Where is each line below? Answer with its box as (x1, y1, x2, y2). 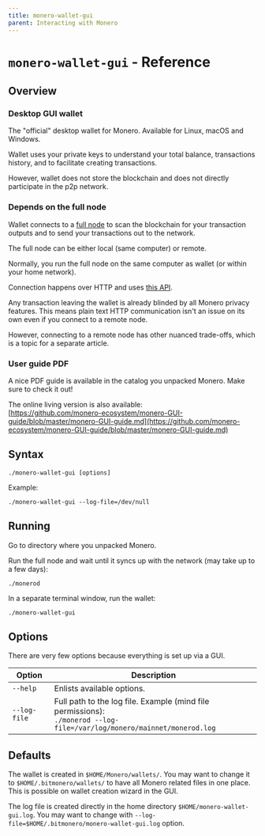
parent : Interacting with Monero (8, 19, 118, 27)
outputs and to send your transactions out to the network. (8, 228, 196, 237)
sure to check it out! (8, 384, 73, 394)
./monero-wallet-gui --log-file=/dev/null (8, 497, 150, 506)
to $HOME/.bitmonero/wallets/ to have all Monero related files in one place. (8, 778, 251, 788)
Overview (8, 85, 58, 98)
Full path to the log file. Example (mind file (54, 696, 210, 707)
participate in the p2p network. (8, 182, 109, 191)
